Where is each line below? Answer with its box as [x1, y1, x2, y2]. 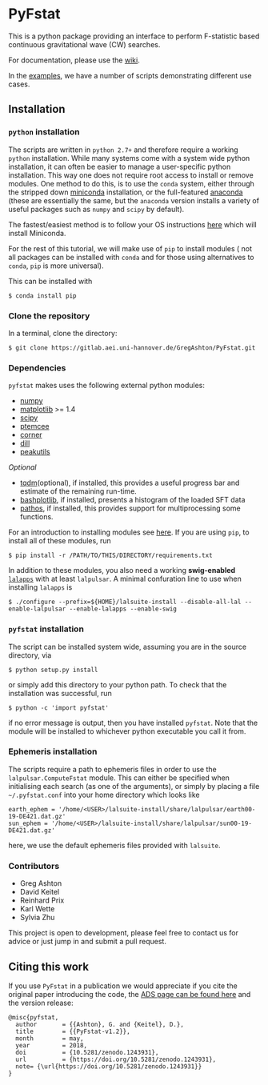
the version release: [8, 998, 74, 1007]
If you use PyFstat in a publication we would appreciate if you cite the [8, 981, 238, 991]
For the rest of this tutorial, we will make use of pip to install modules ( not [8, 243, 253, 253]
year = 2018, [15, 1041, 88, 1049]
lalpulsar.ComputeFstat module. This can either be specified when [8, 773, 230, 783]
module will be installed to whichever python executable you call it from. [8, 726, 246, 736]
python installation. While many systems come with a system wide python [8, 153, 250, 162]
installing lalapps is [8, 583, 73, 592]
